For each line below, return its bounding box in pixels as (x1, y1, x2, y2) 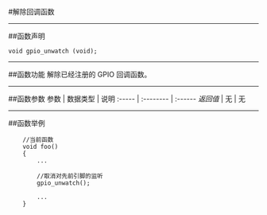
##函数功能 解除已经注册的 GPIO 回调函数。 (8, 70, 152, 79)
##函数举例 (8, 119, 45, 127)
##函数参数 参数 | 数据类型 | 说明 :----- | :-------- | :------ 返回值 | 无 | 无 (8, 94, 246, 104)
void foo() (22, 143, 59, 150)
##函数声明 (8, 31, 45, 41)
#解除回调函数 (8, 7, 55, 16)
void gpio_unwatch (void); (8, 47, 98, 55)
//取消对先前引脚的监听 (37, 172, 103, 180)
